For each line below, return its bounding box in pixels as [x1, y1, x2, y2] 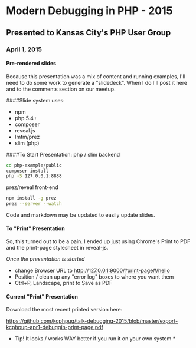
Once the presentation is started [6, 256, 85, 263]
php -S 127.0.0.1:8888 [6, 173, 62, 179]
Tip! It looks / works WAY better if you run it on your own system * [14, 335, 176, 342]
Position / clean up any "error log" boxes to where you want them [14, 273, 174, 280]
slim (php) [14, 140, 40, 147]
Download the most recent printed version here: [6, 306, 123, 313]
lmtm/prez [14, 133, 40, 140]
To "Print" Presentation [6, 225, 65, 232]
